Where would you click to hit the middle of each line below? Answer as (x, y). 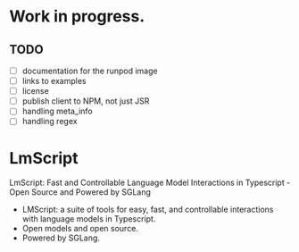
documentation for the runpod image (90, 71)
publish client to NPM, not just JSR (86, 101)
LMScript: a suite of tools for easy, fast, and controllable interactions (148, 210)
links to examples (54, 81)
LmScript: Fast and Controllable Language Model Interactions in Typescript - (150, 183)
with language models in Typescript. (89, 219)
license (35, 91)
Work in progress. (77, 17)
